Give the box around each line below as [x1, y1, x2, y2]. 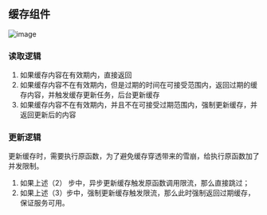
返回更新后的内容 [19, 110, 77, 119]
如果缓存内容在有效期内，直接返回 [19, 70, 132, 80]
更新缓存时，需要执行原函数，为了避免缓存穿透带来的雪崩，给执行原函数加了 [8, 151, 260, 161]
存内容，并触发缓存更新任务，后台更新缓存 [19, 90, 160, 100]
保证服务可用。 [19, 198, 69, 208]
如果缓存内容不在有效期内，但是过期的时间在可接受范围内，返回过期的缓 [19, 80, 257, 90]
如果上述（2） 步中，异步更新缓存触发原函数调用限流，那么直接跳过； [19, 178, 250, 188]
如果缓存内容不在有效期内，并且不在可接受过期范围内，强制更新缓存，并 [19, 100, 257, 110]
